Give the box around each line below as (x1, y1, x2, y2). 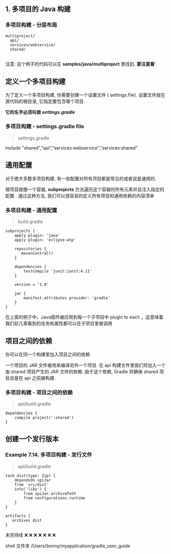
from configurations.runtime (23, 495, 85, 500)
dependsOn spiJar (14, 477, 51, 483)
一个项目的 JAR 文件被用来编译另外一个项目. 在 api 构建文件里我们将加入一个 (5, 362, 166, 368)
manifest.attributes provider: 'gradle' (23, 295, 110, 300)
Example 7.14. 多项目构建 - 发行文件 (5, 451, 93, 459)
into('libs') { (14, 487, 47, 492)
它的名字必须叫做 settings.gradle (5, 109, 75, 115)
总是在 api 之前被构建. (9, 375, 56, 381)
